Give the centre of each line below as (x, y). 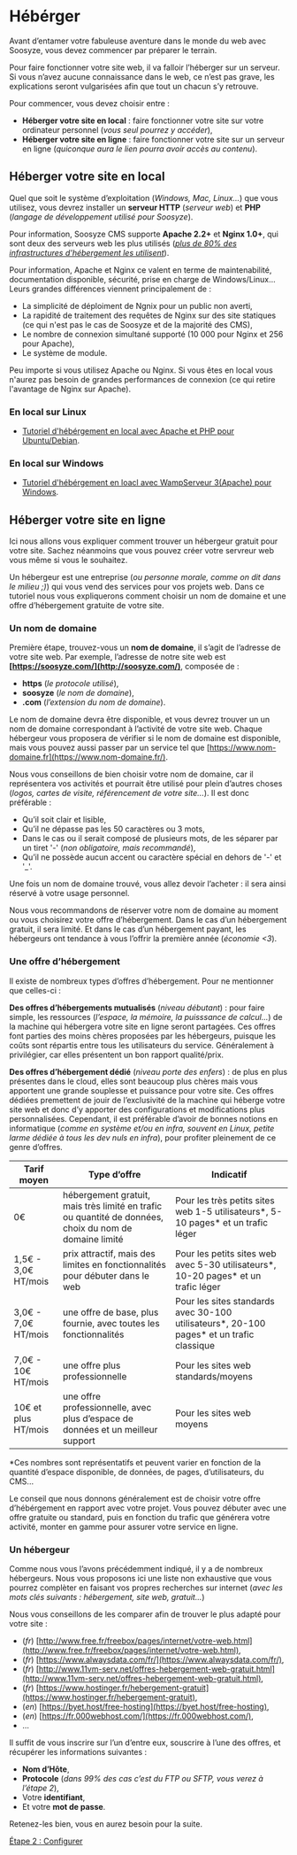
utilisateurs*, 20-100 (221, 1323)
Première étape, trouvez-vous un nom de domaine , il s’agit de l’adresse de (145, 647)
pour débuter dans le (106, 1275)
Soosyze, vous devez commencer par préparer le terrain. (113, 50)
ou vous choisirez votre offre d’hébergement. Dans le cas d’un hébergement (148, 920)
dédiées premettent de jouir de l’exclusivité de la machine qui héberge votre (147, 1100)
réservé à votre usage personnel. (69, 893)
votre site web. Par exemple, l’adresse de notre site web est (118, 657)
